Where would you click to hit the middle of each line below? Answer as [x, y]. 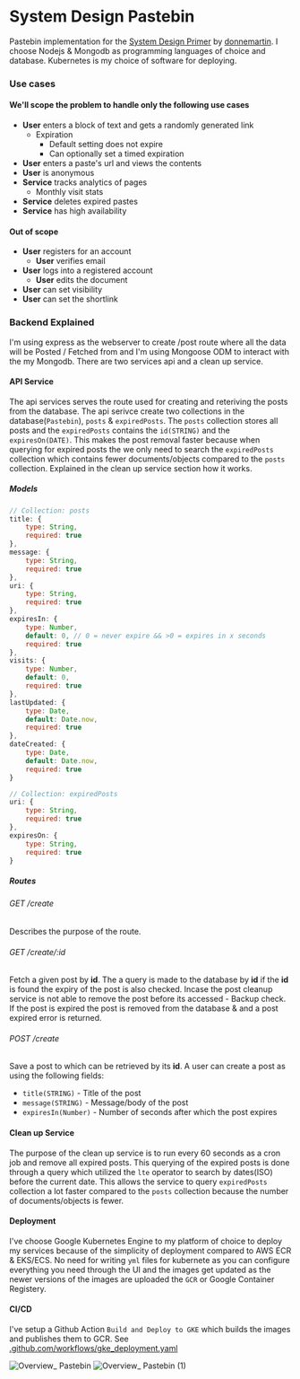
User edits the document [81, 280]
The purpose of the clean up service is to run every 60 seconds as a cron [145, 1153]
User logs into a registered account [88, 270]
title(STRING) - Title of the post [81, 1094]
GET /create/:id [38, 952]
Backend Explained [52, 322]
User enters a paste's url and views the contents [112, 163]
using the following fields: [57, 1076]
